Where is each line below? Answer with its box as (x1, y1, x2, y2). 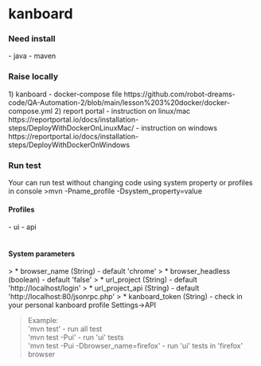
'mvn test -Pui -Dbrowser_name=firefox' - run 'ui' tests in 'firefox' (27, 341, 243, 351)
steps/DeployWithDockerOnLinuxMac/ (8, 123, 134, 132)
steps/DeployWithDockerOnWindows (8, 140, 130, 150)
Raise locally (8, 71, 59, 82)
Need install (8, 33, 56, 45)
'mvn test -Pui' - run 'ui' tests (27, 333, 124, 342)
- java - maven (8, 51, 56, 60)
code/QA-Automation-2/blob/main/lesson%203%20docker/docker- (8, 97, 231, 107)
